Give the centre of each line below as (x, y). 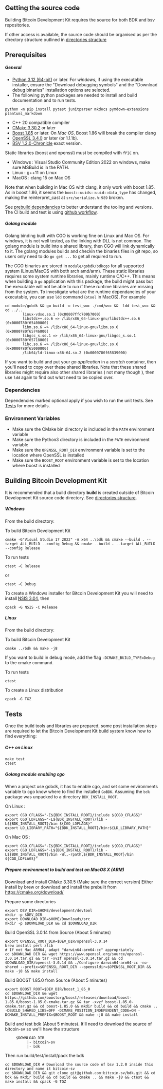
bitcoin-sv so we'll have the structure (42, 1029)
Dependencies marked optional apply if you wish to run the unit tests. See (79, 401)
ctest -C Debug (20, 584)
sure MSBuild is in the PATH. (41, 167)
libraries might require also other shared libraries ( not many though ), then (80, 372)
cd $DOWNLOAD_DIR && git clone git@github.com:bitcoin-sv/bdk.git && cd (80, 1073)
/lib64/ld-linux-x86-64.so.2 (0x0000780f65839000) (75, 353)
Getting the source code (43, 8)
